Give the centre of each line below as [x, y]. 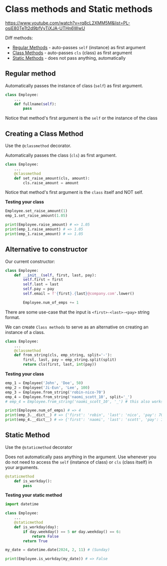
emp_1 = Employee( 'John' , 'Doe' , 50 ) [44, 383]
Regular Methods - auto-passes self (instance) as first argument [79, 47]
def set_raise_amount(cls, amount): [52, 178]
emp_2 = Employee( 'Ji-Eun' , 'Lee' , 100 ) [48, 388]
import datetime [22, 504]
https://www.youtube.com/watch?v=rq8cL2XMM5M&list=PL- [68, 23]
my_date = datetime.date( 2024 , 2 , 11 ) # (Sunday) [58, 550]
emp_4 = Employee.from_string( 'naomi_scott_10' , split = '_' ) [69, 397]
